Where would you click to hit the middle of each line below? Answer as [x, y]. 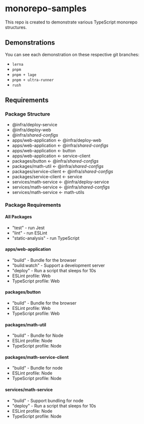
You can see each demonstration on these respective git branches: [72, 54]
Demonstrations [30, 43]
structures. [16, 27]
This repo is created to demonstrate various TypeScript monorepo [71, 22]
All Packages [18, 216]
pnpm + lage [24, 75]
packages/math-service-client [37, 357]
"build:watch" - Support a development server [58, 265]
